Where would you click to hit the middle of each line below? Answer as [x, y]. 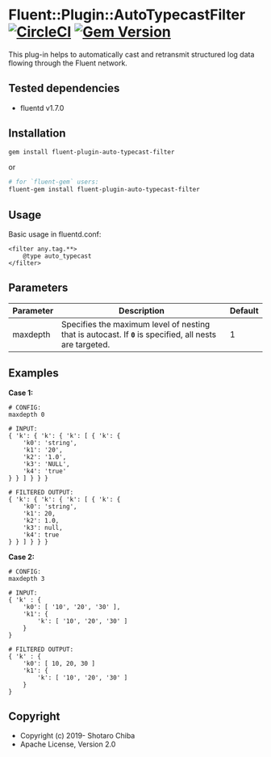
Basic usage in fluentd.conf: [55, 234]
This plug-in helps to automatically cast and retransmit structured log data [131, 54]
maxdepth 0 [27, 414]
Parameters [38, 288]
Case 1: [21, 393]
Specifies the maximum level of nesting [135, 324]
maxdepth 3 [27, 578]
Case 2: [21, 557]
